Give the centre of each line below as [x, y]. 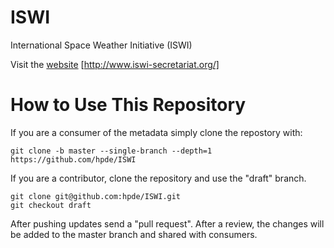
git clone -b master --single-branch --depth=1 [111, 151]
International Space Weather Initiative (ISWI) [101, 45]
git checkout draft [51, 205]
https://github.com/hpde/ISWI [73, 159]
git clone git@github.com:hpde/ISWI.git [96, 196]
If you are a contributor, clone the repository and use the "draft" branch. [158, 178]
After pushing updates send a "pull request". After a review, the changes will [167, 223]
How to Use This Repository [128, 105]
